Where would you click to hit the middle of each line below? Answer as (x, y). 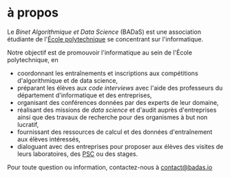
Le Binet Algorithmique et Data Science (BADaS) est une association (104, 32)
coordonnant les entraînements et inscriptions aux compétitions (107, 73)
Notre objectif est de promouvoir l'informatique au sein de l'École (100, 52)
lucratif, (28, 124)
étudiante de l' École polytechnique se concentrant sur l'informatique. (105, 39)
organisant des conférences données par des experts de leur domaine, (118, 102)
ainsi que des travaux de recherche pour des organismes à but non (112, 117)
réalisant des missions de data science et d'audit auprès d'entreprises (117, 110)
